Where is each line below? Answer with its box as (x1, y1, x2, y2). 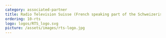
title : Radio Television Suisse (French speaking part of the (5, 12, 136, 17)
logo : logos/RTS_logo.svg (5, 21, 58, 26)
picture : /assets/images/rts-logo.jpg (5, 26, 85, 31)
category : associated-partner (5, 7, 68, 12)
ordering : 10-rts (5, 16, 41, 21)
